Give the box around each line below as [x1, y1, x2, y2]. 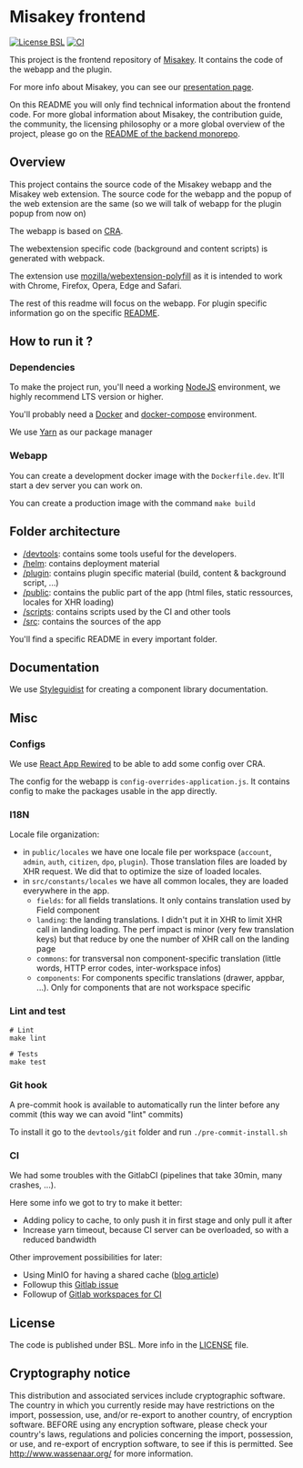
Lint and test [9, 1004, 66, 1017]
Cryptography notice [9, 1366, 131, 1381]
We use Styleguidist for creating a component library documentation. [9, 684, 268, 695]
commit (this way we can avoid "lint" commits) [9, 1108, 184, 1119]
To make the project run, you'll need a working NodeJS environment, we [9, 382, 281, 392]
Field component [35, 904, 100, 916]
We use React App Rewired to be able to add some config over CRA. [9, 759, 266, 770]
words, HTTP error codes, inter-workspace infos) [35, 963, 221, 974]
